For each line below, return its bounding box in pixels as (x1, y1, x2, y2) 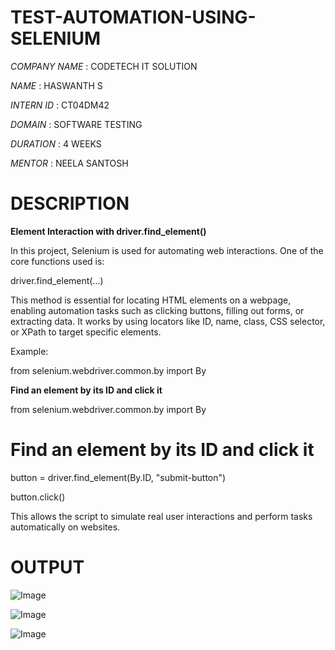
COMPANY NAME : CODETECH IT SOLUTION (10, 60, 198, 72)
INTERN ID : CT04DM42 (10, 99, 110, 111)
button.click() (10, 491, 66, 503)
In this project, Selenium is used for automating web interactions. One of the (10, 244, 324, 256)
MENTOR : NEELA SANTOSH (10, 157, 129, 169)
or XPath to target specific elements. (10, 326, 162, 338)
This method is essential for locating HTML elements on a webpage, (10, 294, 292, 306)
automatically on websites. (10, 521, 121, 533)
